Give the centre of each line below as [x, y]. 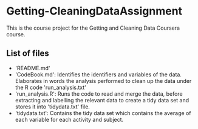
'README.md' [32, 68]
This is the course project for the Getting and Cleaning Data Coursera [93, 28]
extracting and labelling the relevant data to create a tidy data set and [102, 100]
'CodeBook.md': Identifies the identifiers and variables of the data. [98, 74]
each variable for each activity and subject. [69, 119]
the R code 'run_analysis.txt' [50, 87]
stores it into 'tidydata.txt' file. [52, 107]
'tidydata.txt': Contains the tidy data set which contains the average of [103, 113]
